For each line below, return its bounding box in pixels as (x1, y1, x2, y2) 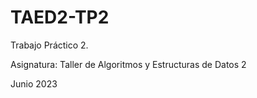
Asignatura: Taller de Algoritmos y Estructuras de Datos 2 (10, 58, 247, 70)
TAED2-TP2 (10, 6, 110, 29)
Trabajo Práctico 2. (10, 39, 89, 51)
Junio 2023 (10, 77, 58, 90)
